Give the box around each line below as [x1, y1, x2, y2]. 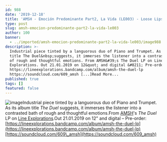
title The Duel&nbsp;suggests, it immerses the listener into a [9, 53, 146, 59]
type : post [5, 21, 28, 26]
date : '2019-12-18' [5, 12, 46, 17]
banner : [5, 35, 21, 40]
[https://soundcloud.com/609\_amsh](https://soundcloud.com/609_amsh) [5, 131, 157, 137]
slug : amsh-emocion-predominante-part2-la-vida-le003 [5, 26, 119, 31]
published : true [5, 76, 39, 81]
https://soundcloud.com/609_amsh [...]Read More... [9, 72, 119, 77]
